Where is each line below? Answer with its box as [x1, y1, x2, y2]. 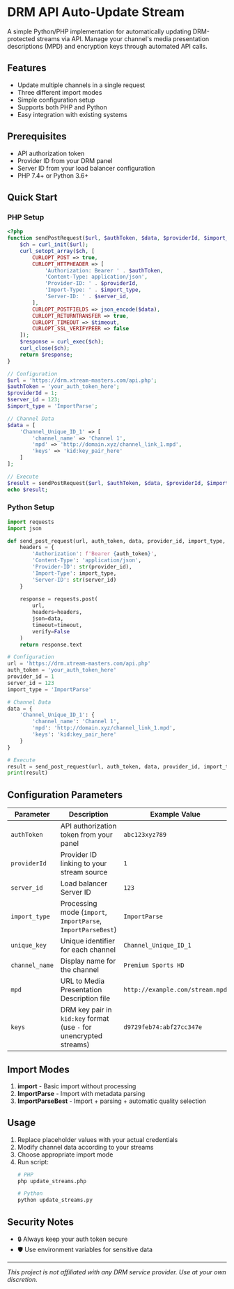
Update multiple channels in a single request [17, 81, 146, 89]
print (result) [7, 769, 49, 777]
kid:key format [60, 1014, 109, 1024]
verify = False [32, 628, 70, 635]
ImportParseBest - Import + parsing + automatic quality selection [17, 1097, 207, 1105]
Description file [60, 994, 110, 1003]
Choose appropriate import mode [17, 1150, 114, 1159]
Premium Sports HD [123, 962, 185, 969]
